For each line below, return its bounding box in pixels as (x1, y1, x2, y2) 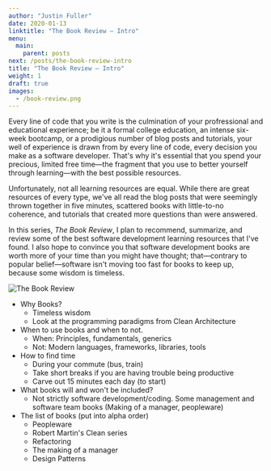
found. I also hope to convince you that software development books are (8, 242, 251, 252)
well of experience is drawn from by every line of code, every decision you (8, 142, 257, 152)
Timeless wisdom (32, 308, 91, 318)
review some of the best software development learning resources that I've (8, 233, 259, 243)
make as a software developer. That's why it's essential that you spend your (8, 151, 261, 161)
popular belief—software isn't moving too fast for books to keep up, (8, 259, 235, 269)
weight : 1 (8, 72, 42, 80)
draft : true (8, 79, 49, 87)
